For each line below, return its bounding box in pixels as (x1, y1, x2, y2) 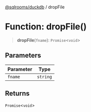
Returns (5, 90, 30, 98)
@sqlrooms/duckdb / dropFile (5, 4, 65, 10)
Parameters (5, 51, 41, 60)
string (36, 74, 53, 79)
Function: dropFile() (5, 21, 87, 32)
